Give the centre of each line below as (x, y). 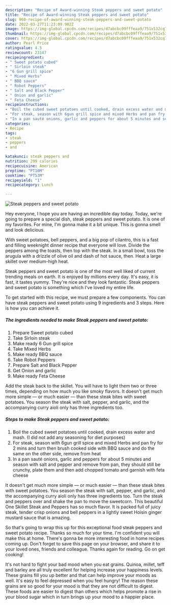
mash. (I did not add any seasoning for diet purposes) (69, 437)
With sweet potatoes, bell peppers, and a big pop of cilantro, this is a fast (82, 240)
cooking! (15, 555)
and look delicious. (25, 230)
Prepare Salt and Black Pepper (45, 365)
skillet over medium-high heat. (37, 262)
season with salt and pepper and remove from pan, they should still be (87, 464)
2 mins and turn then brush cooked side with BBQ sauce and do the (83, 448)
